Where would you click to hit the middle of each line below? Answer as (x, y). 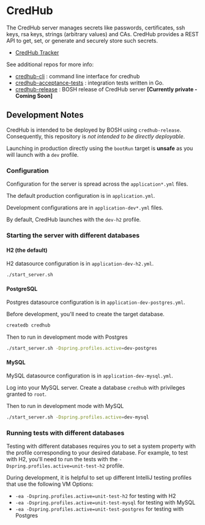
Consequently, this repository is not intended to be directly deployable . (96, 136)
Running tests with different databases (65, 433)
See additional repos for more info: (50, 64)
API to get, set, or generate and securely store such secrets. (82, 40)
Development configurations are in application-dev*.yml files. (85, 208)
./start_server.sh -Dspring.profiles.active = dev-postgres (82, 349)
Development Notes (45, 115)
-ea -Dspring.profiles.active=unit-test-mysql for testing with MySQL (105, 502)
